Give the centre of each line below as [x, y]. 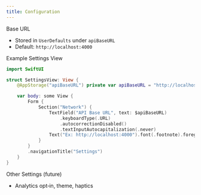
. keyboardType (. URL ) [85, 118]
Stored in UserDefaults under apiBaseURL [65, 40]
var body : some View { [45, 96]
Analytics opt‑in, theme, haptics [54, 185]
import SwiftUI [25, 69]
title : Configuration [33, 12]
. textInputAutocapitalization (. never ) [108, 129]
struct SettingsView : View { [42, 80]
